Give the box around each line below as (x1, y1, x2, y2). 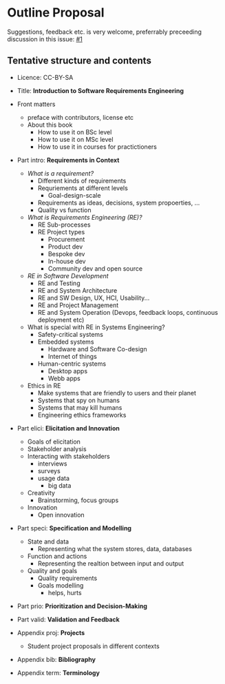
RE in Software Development (27, 271, 109, 280)
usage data (37, 474, 70, 482)
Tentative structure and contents (7, 55, 151, 67)
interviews (37, 459, 67, 468)
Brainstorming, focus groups (37, 496, 119, 504)
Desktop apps (47, 366, 88, 375)
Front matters (17, 100, 56, 108)
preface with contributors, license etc (27, 113, 134, 121)
